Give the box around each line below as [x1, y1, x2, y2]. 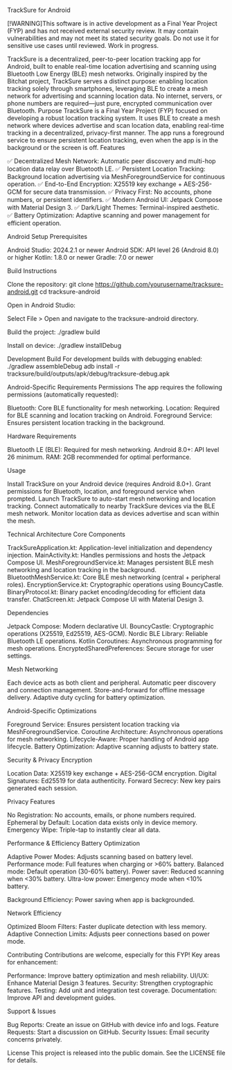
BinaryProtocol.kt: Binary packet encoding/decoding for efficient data [7, 588, 206, 596]
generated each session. [7, 784, 78, 792]
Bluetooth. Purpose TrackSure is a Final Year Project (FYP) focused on [7, 107, 208, 115]
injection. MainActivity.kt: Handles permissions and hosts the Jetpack [7, 551, 206, 559]
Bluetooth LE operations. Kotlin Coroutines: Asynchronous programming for [7, 637, 223, 645]
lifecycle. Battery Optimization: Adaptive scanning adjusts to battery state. [7, 742, 219, 751]
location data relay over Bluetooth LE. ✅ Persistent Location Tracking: [7, 165, 206, 173]
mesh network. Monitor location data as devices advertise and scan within [7, 510, 220, 517]
